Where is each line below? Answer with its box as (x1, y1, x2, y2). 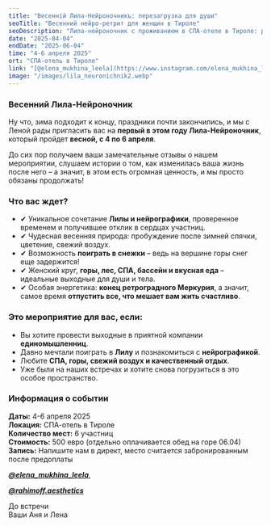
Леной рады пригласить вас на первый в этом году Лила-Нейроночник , (8, 125, 261, 135)
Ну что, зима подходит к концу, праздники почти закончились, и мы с (8, 116, 250, 126)
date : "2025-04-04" (8, 34, 74, 43)
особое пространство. (19, 372, 98, 382)
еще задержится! (19, 257, 80, 267)
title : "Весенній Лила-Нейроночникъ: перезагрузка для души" (8, 11, 219, 20)
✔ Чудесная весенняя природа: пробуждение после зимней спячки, (19, 231, 257, 241)
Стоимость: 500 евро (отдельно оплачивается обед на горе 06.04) (8, 437, 242, 447)
